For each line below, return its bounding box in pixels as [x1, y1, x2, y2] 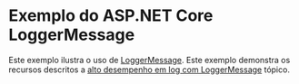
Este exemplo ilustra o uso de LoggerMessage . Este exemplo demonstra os [8, 54, 291, 65]
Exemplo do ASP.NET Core [8, 5, 214, 26]
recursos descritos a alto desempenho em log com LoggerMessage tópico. [8, 64, 290, 75]
